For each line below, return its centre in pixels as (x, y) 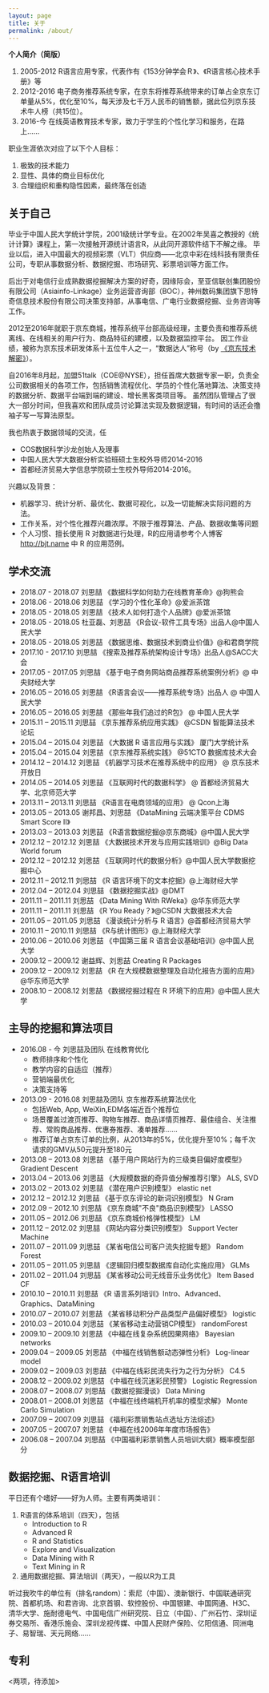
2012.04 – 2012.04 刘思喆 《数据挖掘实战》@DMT (102, 891)
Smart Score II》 (45, 822)
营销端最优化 (53, 1079)
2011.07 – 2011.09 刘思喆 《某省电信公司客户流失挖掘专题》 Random (132, 1246)
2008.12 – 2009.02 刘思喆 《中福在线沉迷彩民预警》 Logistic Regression (139, 1381)
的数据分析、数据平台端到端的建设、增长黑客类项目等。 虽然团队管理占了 (128, 395)
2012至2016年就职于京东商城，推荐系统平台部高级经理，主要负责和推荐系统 (133, 329)
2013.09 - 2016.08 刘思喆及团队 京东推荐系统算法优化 (108, 1099)
